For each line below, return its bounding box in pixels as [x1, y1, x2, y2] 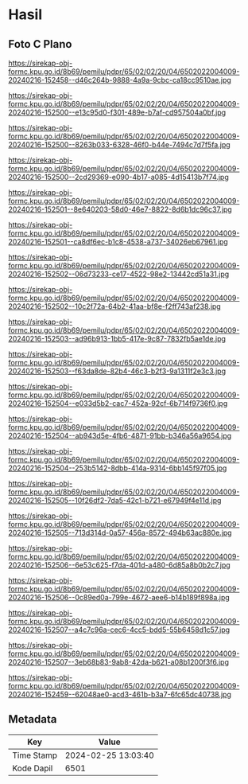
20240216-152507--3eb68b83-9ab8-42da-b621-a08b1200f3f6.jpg [8, 657, 229, 666]
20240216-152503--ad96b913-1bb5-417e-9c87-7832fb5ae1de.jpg [8, 334, 227, 343]
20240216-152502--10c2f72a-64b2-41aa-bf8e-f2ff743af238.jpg [8, 302, 221, 311]
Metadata [8, 712, 57, 726]
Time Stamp [12, 750, 58, 761]
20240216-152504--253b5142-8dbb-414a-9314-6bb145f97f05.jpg [8, 463, 227, 473]
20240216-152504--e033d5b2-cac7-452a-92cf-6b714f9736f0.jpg [8, 399, 228, 408]
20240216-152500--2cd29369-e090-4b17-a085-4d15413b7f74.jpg [8, 173, 229, 181]
